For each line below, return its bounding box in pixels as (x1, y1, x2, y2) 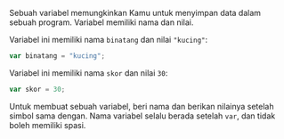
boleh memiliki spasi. (9, 119, 86, 130)
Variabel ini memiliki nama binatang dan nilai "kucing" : (9, 35, 208, 45)
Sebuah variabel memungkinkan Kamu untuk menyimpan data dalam (9, 8, 261, 18)
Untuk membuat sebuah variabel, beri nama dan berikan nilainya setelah (9, 101, 274, 111)
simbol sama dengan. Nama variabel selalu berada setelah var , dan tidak (9, 110, 276, 121)
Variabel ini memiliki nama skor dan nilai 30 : (9, 67, 168, 78)
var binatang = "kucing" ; (9, 52, 105, 61)
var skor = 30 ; (9, 85, 66, 94)
